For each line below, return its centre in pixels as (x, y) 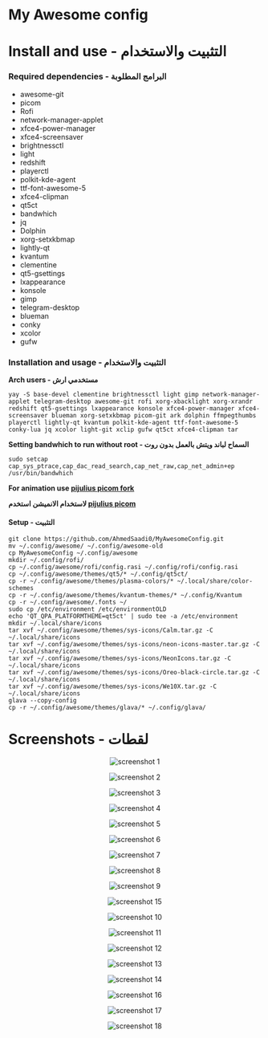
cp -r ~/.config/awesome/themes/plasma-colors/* (91, 581)
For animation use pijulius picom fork (71, 488)
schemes (21, 588)
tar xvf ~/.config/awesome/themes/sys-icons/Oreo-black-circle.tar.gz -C (134, 673)
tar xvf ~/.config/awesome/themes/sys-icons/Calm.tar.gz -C (111, 631)
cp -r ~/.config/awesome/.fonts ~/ (68, 602)
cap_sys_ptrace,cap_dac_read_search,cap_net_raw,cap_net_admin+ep (122, 466)
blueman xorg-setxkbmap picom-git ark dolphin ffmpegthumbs (154, 415)
